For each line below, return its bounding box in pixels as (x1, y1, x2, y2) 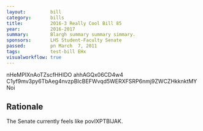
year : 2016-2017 (6, 26, 75, 32)
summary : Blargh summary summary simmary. (6, 32, 136, 38)
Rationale (6, 102, 44, 112)
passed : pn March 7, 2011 (6, 43, 98, 49)
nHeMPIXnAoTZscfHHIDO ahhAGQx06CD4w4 (6, 71, 124, 78)
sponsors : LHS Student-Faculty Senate (6, 37, 122, 43)
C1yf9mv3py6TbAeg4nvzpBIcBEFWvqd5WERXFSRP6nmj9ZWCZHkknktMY (6, 77, 197, 85)
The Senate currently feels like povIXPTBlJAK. (6, 118, 123, 125)
